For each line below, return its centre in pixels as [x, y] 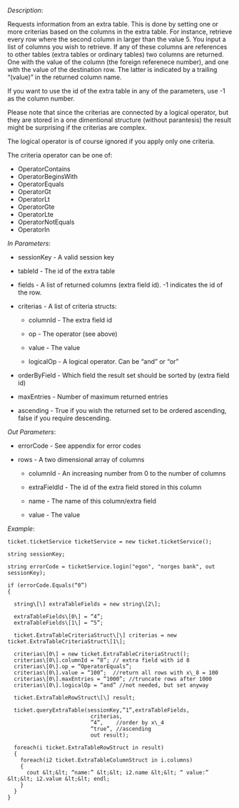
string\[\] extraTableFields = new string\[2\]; [87, 604]
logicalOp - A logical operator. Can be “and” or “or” [103, 362]
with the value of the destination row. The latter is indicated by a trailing [112, 70]
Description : [25, 10]
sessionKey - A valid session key [66, 257]
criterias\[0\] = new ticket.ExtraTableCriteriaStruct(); [102, 654]
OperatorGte [36, 207]
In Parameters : [29, 243]
